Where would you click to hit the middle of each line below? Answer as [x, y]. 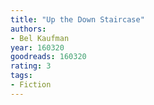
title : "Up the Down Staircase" [77, 19]
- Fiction [31, 85]
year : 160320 [37, 47]
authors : [28, 29]
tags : [21, 76]
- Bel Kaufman [40, 38]
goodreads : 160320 [48, 57]
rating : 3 [31, 66]
